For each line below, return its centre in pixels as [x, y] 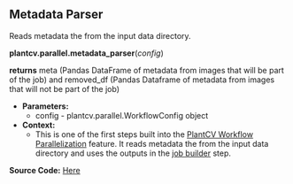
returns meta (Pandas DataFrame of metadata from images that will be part [147, 70]
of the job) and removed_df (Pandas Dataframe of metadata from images [142, 80]
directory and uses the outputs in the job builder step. [133, 153]
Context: [39, 125]
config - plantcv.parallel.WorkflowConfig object [122, 115]
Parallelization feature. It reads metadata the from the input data [152, 143]
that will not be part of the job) [65, 88]
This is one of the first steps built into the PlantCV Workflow [144, 134]
